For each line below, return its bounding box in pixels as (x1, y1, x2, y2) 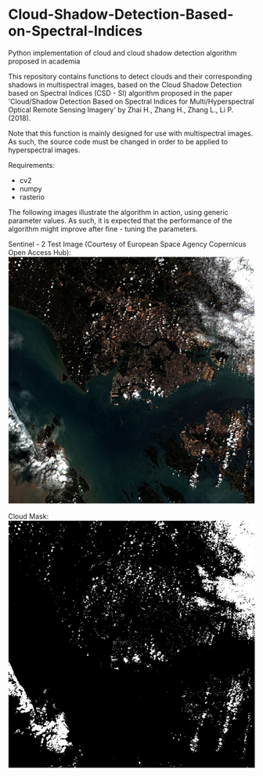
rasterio (19, 192, 45, 202)
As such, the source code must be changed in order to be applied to (8, 137, 229, 146)
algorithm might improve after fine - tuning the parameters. (8, 224, 198, 233)
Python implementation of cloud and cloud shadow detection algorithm (8, 48, 237, 57)
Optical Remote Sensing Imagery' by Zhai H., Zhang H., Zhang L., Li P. (8, 104, 234, 115)
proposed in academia (8, 56, 81, 66)
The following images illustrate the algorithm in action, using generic (8, 207, 229, 217)
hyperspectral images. (8, 145, 81, 155)
